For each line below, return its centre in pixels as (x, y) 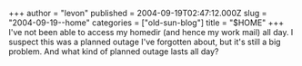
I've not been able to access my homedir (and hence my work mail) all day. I (151, 32)
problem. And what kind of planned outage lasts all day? (114, 52)
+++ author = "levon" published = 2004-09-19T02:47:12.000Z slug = (138, 13)
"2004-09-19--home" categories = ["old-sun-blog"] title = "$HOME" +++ (146, 23)
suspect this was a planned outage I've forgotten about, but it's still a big (145, 42)
